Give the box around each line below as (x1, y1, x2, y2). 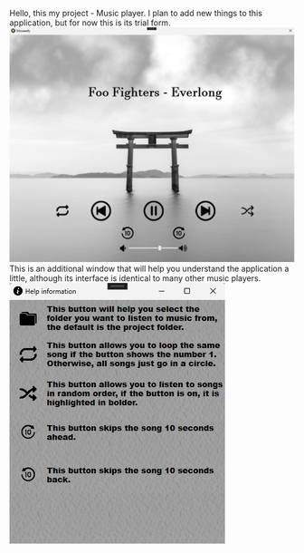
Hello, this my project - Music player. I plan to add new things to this (9, 8, 262, 18)
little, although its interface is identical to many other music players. (9, 272, 261, 284)
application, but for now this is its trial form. (9, 17, 171, 28)
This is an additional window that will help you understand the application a (9, 263, 290, 274)
